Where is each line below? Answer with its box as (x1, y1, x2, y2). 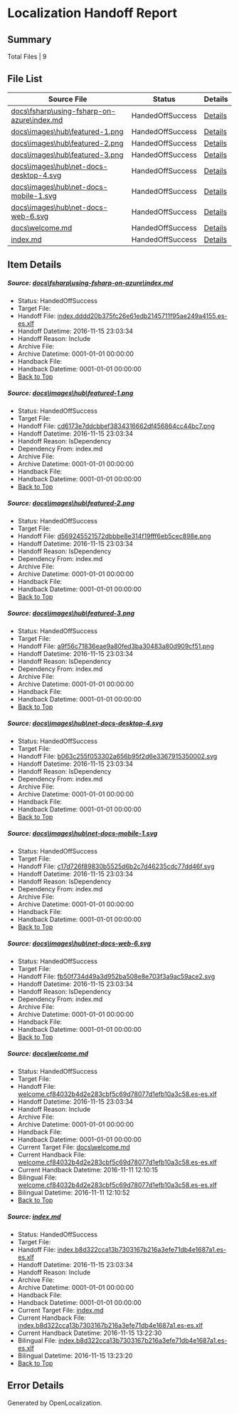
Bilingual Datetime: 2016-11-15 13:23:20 (17, 1351, 133, 1360)
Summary (7, 34, 52, 46)
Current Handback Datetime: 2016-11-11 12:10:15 (17, 1165, 159, 1174)
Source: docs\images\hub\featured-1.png (7, 389, 134, 397)
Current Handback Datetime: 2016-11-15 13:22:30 (17, 1328, 162, 1337)
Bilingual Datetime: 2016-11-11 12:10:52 (17, 1188, 130, 1197)
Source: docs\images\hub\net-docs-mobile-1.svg (7, 829, 158, 837)
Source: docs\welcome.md (7, 1049, 89, 1057)
